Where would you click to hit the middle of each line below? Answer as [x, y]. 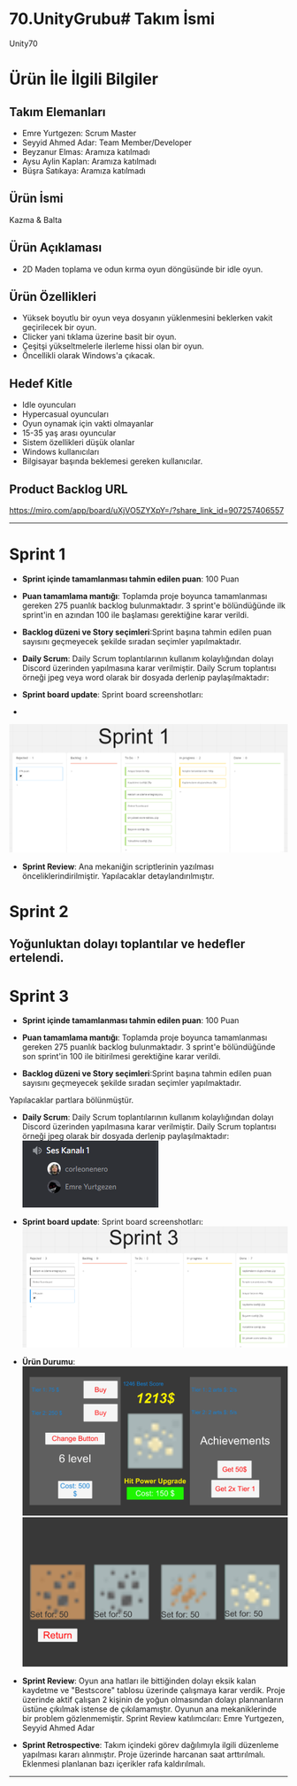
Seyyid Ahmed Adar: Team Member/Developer [107, 142]
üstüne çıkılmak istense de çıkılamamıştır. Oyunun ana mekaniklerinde [149, 1709]
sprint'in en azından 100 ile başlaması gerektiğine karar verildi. [135, 614]
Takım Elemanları [57, 112]
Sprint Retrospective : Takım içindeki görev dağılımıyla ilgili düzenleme [150, 1745]
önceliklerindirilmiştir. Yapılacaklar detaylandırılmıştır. [118, 875]
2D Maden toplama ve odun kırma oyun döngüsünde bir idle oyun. [142, 269]
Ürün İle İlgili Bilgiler [84, 79]
